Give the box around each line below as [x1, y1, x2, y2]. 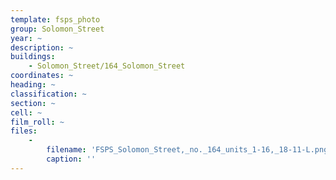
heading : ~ [10, 80, 56, 90]
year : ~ [10, 33, 43, 43]
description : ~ [10, 42, 74, 53]
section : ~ [10, 98, 56, 108]
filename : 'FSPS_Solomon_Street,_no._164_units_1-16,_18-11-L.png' [46, 145, 333, 155]
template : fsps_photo [10, 14, 101, 25]
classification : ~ [10, 89, 87, 99]
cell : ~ [10, 107, 43, 118]
